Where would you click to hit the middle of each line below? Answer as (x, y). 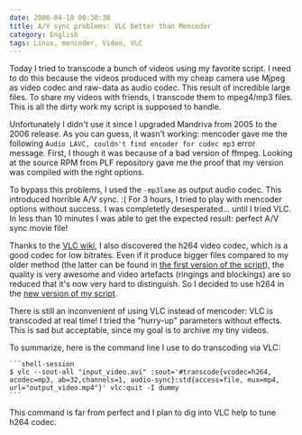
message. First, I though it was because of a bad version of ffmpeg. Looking (151, 153)
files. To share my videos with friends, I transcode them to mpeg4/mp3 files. (151, 97)
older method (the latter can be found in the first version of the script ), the (147, 265)
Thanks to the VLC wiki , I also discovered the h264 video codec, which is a (149, 245)
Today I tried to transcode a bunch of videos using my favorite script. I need (150, 69)
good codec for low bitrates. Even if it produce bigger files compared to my (149, 255)
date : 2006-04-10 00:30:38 (60, 18)
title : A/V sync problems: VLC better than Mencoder (110, 26)
